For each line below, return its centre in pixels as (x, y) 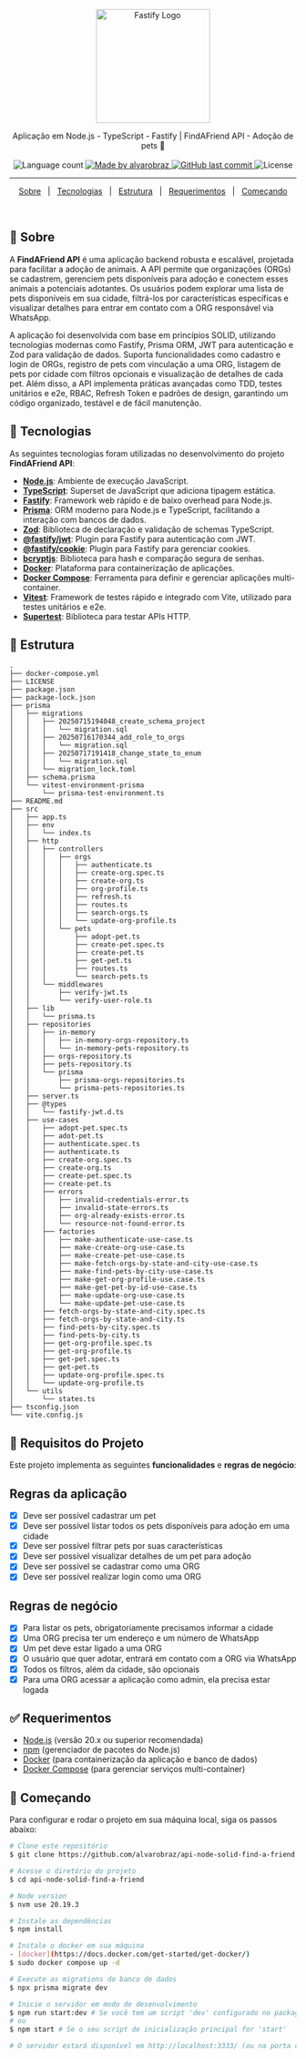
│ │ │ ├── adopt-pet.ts (75, 937)
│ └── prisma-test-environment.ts (87, 794)
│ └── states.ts (52, 1399)
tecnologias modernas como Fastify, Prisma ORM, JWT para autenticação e (152, 344)
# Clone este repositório (58, 1846)
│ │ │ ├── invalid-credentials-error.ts (99, 1200)
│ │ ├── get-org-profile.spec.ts (81, 1344)
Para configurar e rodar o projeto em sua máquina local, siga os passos (143, 1820)
